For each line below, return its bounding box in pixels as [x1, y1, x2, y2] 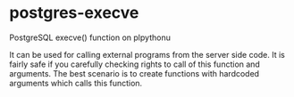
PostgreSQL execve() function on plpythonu [9, 32, 172, 43]
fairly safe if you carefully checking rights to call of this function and [9, 59, 261, 69]
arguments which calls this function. [9, 77, 143, 88]
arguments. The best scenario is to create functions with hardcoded [9, 68, 260, 78]
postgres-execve [9, 3, 139, 23]
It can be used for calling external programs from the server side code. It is [9, 49, 286, 60]
